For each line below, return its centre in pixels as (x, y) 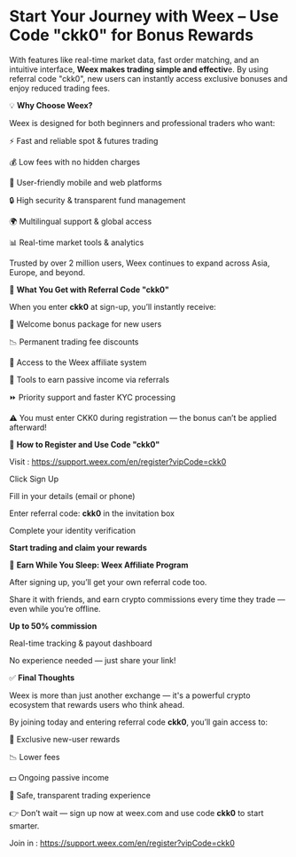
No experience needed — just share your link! (93, 660)
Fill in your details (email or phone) (72, 496)
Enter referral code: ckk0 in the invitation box (92, 513)
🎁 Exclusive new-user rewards (65, 739)
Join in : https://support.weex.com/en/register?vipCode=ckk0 (122, 843)
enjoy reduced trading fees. (60, 88)
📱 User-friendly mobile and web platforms (86, 182)
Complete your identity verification (72, 530)
